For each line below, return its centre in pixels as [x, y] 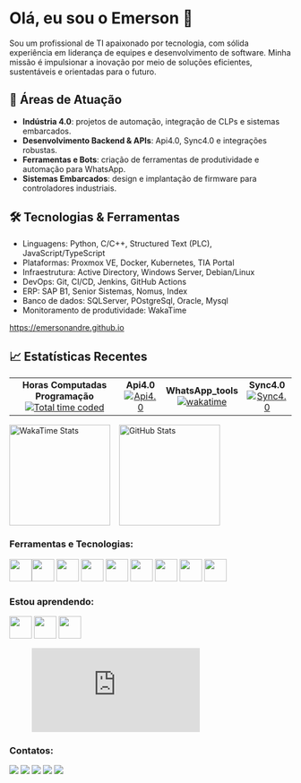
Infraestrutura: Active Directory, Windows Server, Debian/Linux [138, 271]
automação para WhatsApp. [74, 168]
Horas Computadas [64, 385]
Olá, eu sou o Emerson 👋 [101, 18]
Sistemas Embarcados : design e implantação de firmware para [139, 178]
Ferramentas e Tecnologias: [72, 544]
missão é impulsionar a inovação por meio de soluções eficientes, [131, 62]
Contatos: [31, 750]
